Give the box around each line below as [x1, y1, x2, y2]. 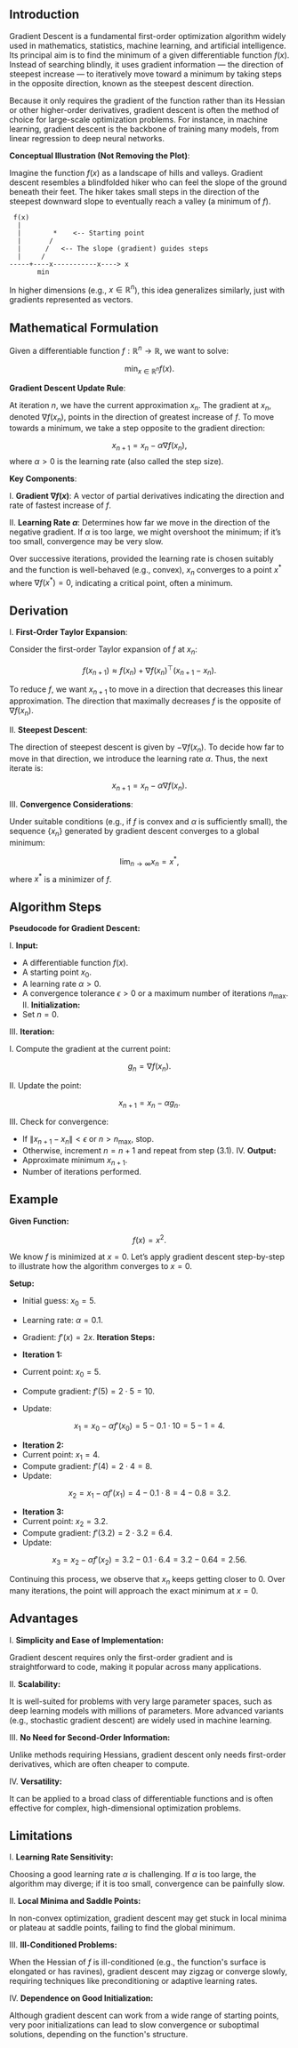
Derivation [9, 603, 68, 618]
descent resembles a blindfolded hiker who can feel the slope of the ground [9, 177, 287, 188]
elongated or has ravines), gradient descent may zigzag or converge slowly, [9, 1966, 287, 1977]
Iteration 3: [21, 1506, 65, 1517]
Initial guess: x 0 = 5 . [21, 1296, 96, 1308]
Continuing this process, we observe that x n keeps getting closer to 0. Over [9, 1574, 286, 1586]
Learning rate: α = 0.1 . [21, 1315, 104, 1326]
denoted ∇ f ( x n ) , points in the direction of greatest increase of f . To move [9, 411, 274, 424]
